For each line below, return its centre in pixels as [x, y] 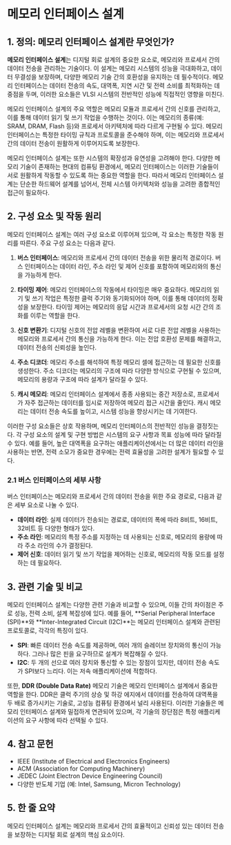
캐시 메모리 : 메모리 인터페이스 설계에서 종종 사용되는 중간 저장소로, [106, 394]
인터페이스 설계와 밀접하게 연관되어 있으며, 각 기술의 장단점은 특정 [108, 711]
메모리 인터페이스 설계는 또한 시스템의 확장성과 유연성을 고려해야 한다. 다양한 [110, 158]
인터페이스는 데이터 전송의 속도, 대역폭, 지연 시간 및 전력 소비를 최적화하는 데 [117, 86]
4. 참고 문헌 [30, 744]
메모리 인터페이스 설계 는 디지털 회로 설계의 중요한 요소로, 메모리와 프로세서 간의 [113, 60]
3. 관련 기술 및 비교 [45, 586]
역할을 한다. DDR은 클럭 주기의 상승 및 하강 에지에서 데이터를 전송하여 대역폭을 [113, 694]
